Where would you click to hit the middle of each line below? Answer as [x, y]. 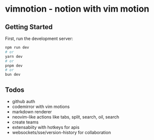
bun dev [13, 75]
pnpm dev [14, 66]
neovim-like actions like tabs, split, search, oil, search [66, 117]
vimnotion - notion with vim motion [77, 9]
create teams [25, 122]
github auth [24, 101]
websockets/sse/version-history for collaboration [61, 132]
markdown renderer [32, 112]
